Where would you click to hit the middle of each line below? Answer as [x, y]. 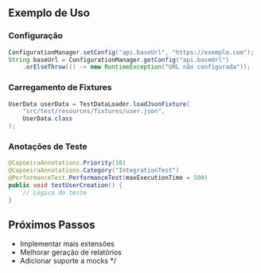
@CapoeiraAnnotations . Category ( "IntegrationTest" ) [94, 170]
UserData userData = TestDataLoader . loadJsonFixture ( [99, 104]
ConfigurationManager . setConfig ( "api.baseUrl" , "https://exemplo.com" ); [131, 52]
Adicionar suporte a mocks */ [68, 261]
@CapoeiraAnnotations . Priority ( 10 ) [67, 163]
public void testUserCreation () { [66, 185]
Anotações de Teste [48, 146]
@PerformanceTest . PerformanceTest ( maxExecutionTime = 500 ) [108, 178]
